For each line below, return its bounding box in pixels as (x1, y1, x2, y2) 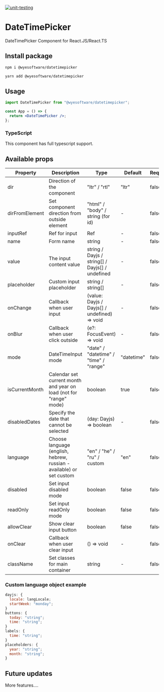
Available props (5, 155, 54, 163)
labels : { (5, 629, 25, 634)
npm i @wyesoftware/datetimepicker (5, 65, 78, 70)
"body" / (87, 206, 106, 213)
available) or (48, 466, 77, 473)
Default (124, 169, 142, 176)
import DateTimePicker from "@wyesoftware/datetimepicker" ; (5, 100, 130, 105)
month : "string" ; (9, 651, 45, 656)
